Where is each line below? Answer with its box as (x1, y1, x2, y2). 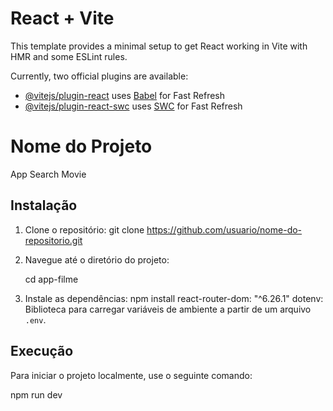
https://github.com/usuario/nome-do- (146, 223, 303, 236)
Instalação (10, 197, 78, 214)
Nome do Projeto (10, 135, 153, 158)
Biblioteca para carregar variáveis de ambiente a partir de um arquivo (24, 303, 312, 315)
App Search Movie (10, 168, 87, 180)
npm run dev (10, 388, 63, 401)
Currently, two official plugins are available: (10, 70, 189, 82)
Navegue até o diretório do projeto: (24, 253, 170, 266)
